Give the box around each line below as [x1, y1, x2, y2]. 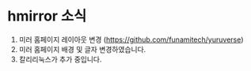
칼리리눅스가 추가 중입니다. [18, 54, 102, 64]
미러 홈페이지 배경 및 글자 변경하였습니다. [18, 44, 146, 54]
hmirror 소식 [7, 7, 87, 25]
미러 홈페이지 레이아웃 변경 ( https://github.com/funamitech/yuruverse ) [18, 35, 244, 44]
